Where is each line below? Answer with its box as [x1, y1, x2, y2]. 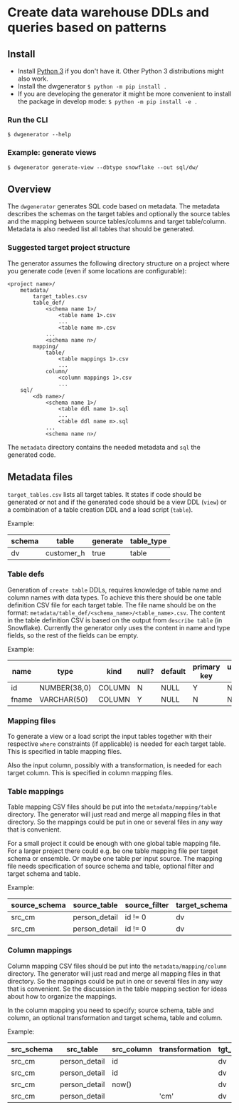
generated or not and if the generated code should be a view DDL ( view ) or [7, 498, 227, 506]
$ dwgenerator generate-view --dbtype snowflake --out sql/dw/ [7, 163, 199, 171]
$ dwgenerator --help [7, 131, 72, 138]
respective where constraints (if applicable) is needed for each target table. [7, 740, 226, 748]
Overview [7, 183, 52, 195]
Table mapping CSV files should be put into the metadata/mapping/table [7, 802, 217, 811]
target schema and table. [7, 869, 81, 878]
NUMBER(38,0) [38, 682, 92, 692]
